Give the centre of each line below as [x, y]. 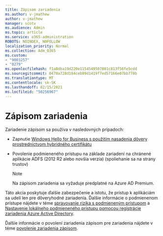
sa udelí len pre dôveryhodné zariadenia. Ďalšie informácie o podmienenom [81, 198]
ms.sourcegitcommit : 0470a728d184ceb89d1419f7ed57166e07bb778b [71, 74]
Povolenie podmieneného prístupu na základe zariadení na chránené [81, 154]
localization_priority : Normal [37, 46]
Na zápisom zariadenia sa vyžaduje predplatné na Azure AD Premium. [83, 183]
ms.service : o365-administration [39, 37]
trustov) [20, 164]
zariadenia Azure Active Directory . [40, 213]
